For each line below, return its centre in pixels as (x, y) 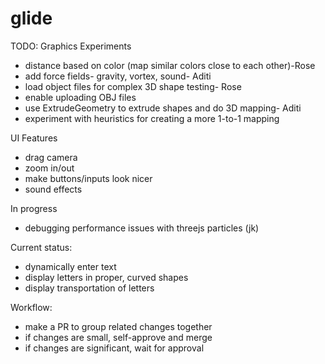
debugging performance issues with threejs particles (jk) (142, 228)
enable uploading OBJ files (80, 97)
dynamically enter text (70, 266)
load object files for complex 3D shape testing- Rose (133, 86)
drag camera (51, 157)
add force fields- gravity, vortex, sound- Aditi (118, 76)
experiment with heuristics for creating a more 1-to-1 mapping (152, 118)
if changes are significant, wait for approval (114, 348)
